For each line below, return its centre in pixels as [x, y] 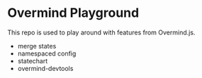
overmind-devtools [45, 68]
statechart [33, 60]
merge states [37, 46]
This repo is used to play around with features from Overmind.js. [101, 32]
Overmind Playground [73, 13]
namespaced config [47, 53]
